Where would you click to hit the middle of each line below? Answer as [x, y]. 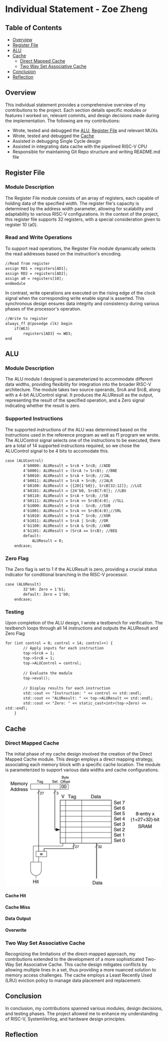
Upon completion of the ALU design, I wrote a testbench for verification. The [84, 623]
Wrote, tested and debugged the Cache [53, 136]
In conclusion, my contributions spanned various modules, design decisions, [84, 1008]
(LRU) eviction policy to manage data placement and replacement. [73, 980]
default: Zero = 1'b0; [47, 594]
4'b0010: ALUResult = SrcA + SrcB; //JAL [67, 476]
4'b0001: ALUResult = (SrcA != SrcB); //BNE [70, 471]
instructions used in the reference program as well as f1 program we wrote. [82, 435]
